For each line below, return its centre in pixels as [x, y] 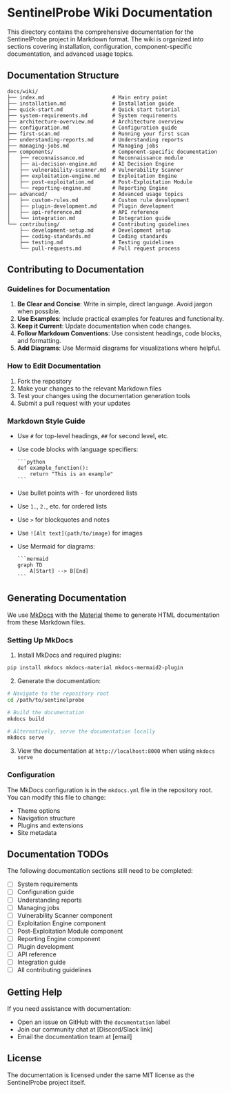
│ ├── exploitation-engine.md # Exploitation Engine [92, 176]
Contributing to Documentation [76, 269]
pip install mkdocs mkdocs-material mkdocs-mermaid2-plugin [96, 668]
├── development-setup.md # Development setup [95, 230]
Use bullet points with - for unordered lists [77, 493]
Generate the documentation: [59, 681]
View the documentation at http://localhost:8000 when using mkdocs [116, 751]
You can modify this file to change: [57, 797]
